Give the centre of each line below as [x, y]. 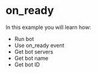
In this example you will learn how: [48, 27]
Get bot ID [27, 65]
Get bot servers [34, 51]
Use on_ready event [39, 45]
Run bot [24, 39]
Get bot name [31, 58]
